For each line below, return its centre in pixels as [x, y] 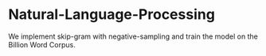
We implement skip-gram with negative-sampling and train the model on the [133, 36]
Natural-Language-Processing [111, 15]
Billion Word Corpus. [42, 44]
